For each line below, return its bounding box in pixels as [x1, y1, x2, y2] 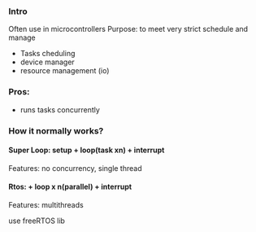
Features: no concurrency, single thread [8, 163, 142, 173]
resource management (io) [20, 66, 110, 76]
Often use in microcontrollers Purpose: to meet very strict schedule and [8, 24, 249, 34]
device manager [20, 57, 75, 67]
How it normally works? [8, 125, 104, 136]
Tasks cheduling [20, 49, 76, 59]
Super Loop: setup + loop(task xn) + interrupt [8, 145, 165, 155]
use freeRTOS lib [8, 216, 65, 225]
